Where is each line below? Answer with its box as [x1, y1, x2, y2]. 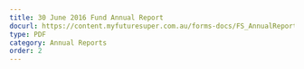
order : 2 [9, 47, 43, 56]
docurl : [9, 22, 39, 30]
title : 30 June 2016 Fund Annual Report [9, 13, 165, 22]
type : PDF [9, 30, 47, 39]
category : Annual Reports [9, 38, 107, 47]
